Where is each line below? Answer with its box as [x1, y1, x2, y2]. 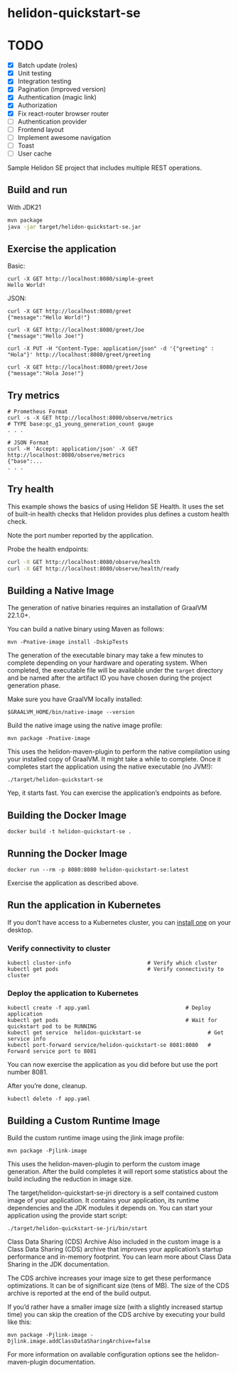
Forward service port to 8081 [7, 1048, 97, 1055]
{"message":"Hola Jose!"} [7, 370, 84, 377]
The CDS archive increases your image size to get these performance [7, 1274, 212, 1283]
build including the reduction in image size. [7, 1175, 134, 1183]
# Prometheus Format [7, 408, 69, 416]
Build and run [7, 184, 67, 196]
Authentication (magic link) [17, 93, 97, 102]
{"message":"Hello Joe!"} [7, 332, 84, 340]
